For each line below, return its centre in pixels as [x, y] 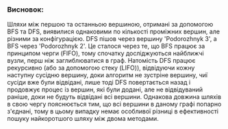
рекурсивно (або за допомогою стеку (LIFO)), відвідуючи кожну [101, 68]
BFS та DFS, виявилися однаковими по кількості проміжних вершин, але [114, 31]
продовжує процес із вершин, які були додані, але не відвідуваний [105, 89]
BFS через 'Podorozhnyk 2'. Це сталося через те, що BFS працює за [106, 46]
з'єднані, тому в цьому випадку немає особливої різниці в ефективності [113, 111]
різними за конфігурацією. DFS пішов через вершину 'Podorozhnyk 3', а [112, 39]
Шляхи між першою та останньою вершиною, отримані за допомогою [110, 25]
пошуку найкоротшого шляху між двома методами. [83, 119]
